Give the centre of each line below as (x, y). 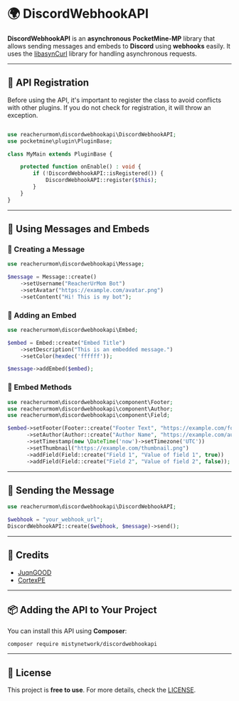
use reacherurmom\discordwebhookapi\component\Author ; (90, 409)
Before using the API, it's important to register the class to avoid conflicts (115, 100)
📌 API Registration (48, 83)
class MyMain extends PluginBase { (60, 154)
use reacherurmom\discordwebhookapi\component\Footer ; (90, 402)
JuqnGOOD (34, 573)
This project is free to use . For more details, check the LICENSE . (102, 690)
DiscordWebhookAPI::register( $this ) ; (101, 180)
